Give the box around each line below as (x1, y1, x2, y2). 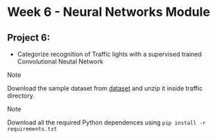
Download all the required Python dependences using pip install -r (7, 118, 206, 127)
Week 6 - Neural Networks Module (7, 4, 210, 20)
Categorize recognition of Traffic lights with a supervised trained (17, 50, 202, 58)
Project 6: (7, 32, 51, 44)
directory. (7, 91, 35, 100)
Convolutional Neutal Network (17, 57, 104, 66)
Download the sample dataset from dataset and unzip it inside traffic (7, 84, 203, 92)
